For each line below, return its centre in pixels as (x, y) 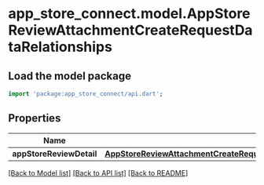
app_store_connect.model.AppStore (129, 14)
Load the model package (70, 76)
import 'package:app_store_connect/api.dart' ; (86, 94)
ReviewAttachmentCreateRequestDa (130, 30)
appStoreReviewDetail (55, 154)
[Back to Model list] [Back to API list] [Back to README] (98, 172)
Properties (35, 118)
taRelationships (60, 47)
